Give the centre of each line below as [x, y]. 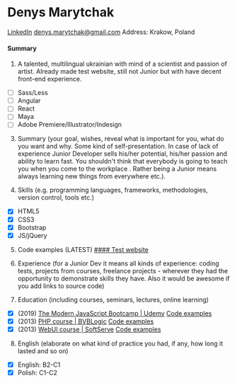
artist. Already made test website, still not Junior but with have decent [119, 72]
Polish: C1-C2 [37, 372]
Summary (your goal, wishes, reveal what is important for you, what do [121, 139]
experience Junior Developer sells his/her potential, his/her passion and [122, 154]
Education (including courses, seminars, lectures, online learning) [113, 299]
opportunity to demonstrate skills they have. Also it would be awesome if [123, 278]
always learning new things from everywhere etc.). [92, 176]
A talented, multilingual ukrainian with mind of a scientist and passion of [122, 64]
